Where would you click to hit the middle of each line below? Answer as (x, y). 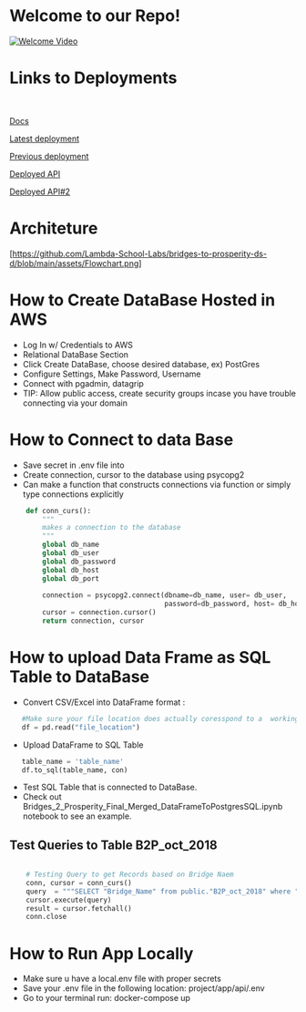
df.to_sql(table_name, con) (75, 770)
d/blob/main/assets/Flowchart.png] (76, 263)
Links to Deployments (93, 78)
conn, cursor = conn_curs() (79, 883)
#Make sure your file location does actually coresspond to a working (160, 718)
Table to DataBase (80, 677)
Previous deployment (49, 156)
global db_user (71, 553)
